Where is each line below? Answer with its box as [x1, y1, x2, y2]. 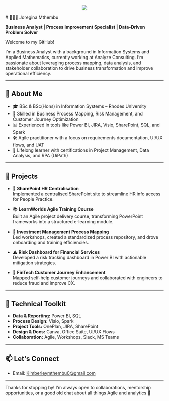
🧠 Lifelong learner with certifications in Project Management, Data [12, 147, 149, 153]
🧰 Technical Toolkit [5, 300, 66, 308]
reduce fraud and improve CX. [12, 280, 75, 286]
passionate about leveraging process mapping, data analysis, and [5, 60, 141, 66]
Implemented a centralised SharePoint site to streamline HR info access [12, 191, 161, 197]
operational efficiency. [5, 71, 52, 76]
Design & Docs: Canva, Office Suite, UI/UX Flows [12, 329, 115, 335]
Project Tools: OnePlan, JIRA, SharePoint [12, 323, 99, 330]
